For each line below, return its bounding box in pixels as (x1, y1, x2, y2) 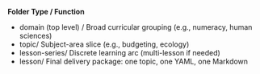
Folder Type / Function (7, 7, 86, 16)
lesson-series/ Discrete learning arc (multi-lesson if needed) (19, 48, 221, 57)
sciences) (19, 31, 52, 40)
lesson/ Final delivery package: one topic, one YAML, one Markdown (19, 56, 248, 66)
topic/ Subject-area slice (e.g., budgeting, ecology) (19, 39, 190, 49)
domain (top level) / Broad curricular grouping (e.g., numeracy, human (19, 23, 253, 31)
